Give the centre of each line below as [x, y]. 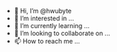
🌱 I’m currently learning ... [52, 26]
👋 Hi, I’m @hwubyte [43, 11]
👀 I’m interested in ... [44, 18]
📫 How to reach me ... [47, 41]
